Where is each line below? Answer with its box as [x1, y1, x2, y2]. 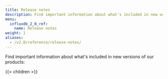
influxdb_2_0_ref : [9, 21, 48, 26]
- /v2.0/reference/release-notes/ [9, 40, 81, 45]
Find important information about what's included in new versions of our [5, 53, 154, 59]
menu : [5, 16, 16, 21]
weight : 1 [5, 30, 26, 35]
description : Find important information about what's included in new [5, 12, 157, 17]
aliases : [5, 35, 23, 40]
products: [5, 58, 25, 65]
